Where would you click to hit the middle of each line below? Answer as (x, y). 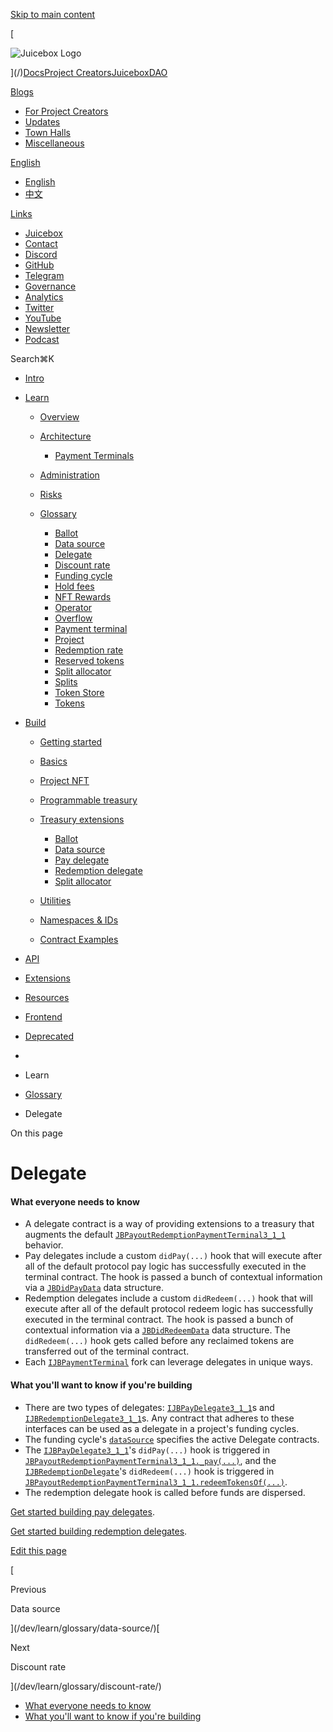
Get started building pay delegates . (82, 1511)
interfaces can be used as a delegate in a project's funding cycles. (162, 1428)
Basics (53, 761)
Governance (50, 286)
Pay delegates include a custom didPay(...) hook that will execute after (173, 1256)
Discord (41, 254)
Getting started (71, 742)
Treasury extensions (82, 819)
